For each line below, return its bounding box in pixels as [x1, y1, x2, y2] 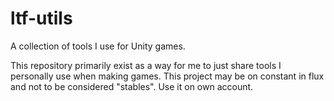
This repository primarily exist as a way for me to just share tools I [10, 59, 282, 71]
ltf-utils [10, 7, 73, 30]
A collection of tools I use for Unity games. [10, 40, 186, 52]
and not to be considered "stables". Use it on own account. [10, 80, 254, 92]
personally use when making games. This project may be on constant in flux [10, 70, 325, 82]
